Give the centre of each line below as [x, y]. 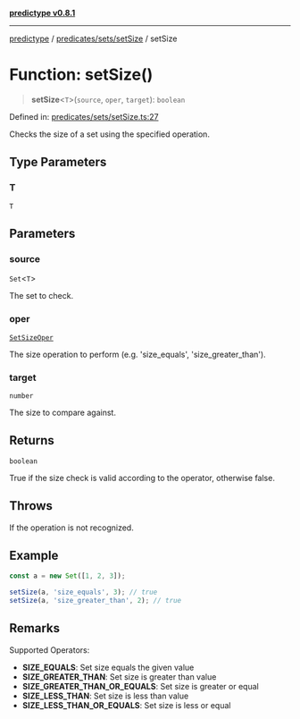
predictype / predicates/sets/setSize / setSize [93, 38]
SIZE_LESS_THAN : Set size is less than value [105, 696]
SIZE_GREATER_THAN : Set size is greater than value [119, 677]
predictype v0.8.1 [42, 13]
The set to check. [42, 296]
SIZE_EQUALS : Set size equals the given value [108, 667]
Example [34, 555]
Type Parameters [58, 162]
